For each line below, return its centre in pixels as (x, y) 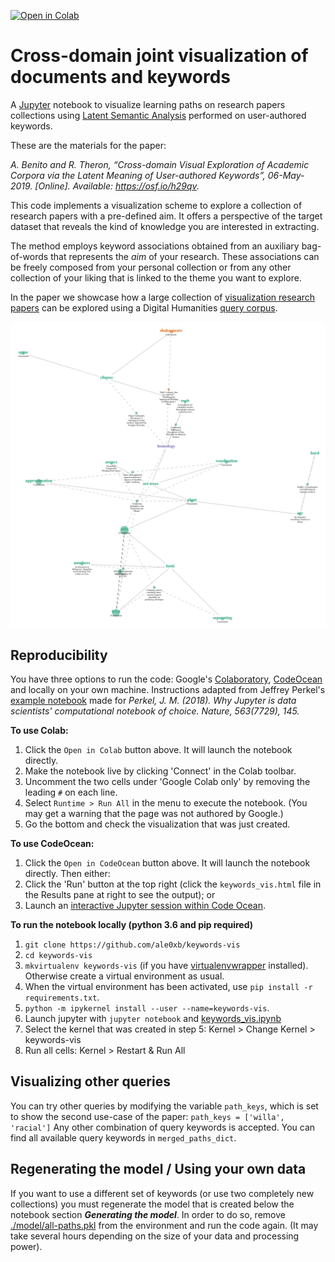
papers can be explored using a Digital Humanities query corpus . (144, 307)
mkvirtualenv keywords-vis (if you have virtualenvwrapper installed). (166, 965)
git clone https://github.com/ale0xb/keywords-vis (132, 945)
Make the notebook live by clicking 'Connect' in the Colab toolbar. (160, 771)
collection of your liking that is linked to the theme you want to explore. (156, 277)
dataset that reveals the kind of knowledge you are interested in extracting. (165, 226)
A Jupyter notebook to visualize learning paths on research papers (148, 104)
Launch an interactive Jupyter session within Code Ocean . (145, 905)
